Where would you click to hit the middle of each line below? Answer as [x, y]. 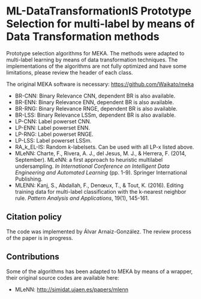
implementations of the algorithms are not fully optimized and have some [97, 66]
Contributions [33, 257]
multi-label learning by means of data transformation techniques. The [92, 60]
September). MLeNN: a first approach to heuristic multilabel [89, 159]
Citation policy [34, 217]
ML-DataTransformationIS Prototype [99, 11]
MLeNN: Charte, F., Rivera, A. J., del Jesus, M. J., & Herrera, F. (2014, [100, 153]
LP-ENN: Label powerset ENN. [52, 128]
